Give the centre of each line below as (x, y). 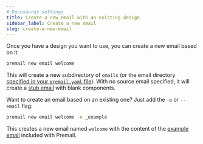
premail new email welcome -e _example (57, 117)
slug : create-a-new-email (39, 29)
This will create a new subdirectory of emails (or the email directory (91, 75)
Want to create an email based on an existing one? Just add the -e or (93, 100)
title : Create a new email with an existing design (73, 18)
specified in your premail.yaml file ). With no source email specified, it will (98, 82)
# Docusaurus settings (35, 12)
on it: (13, 53)
